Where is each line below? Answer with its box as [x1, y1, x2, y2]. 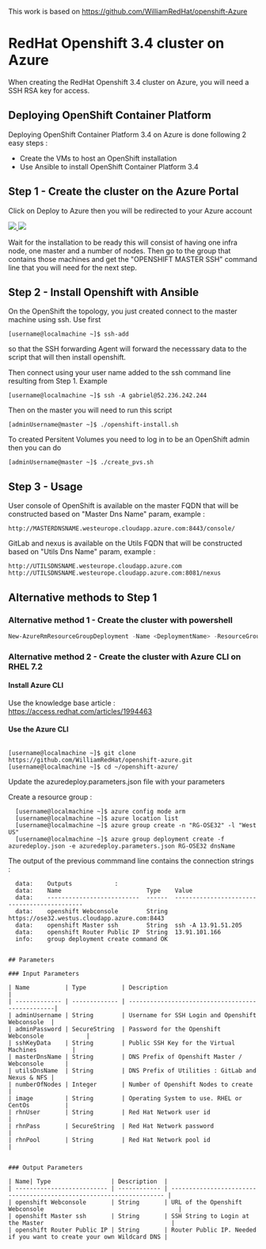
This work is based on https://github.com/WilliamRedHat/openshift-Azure [8, 7, 248, 16]
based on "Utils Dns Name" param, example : [8, 547, 156, 556]
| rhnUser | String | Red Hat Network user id [8, 1108, 211, 1117]
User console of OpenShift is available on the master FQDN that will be [8, 501, 239, 511]
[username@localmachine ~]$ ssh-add [8, 330, 129, 339]
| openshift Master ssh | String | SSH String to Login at [8, 1213, 249, 1221]
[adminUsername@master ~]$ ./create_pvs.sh [8, 458, 154, 466]
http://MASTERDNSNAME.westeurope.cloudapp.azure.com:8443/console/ [8, 525, 236, 533]
